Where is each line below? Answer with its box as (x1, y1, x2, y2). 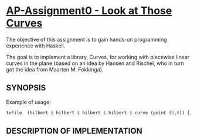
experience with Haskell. (6, 42, 66, 49)
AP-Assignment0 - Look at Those (6, 4, 172, 18)
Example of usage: (6, 98, 52, 105)
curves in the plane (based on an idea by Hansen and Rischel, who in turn (6, 60, 184, 67)
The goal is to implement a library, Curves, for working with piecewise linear (6, 53, 190, 60)
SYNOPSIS (6, 83, 46, 93)
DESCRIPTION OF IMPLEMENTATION (6, 126, 142, 136)
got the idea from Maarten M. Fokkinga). (6, 66, 104, 73)
